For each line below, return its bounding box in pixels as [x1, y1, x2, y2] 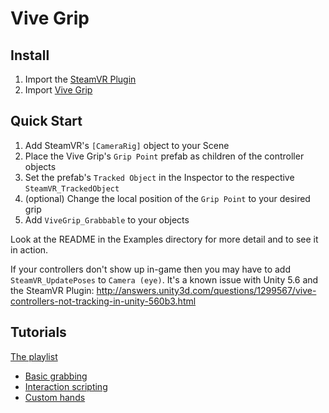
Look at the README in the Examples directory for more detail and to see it [10, 233, 319, 245]
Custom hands [24, 391, 86, 403]
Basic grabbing [24, 370, 88, 382]
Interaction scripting [24, 380, 108, 392]
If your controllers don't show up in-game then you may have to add [10, 263, 291, 275]
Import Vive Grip [24, 84, 93, 96]
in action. [10, 243, 49, 256]
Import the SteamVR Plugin [24, 73, 137, 85]
